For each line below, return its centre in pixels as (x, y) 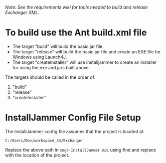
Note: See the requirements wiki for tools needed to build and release (77, 7)
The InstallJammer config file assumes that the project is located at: (75, 131)
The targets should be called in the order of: (50, 77)
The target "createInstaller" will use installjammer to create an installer (84, 62)
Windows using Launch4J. (40, 57)
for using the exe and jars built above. (51, 67)
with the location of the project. (37, 155)
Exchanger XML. (22, 12)
